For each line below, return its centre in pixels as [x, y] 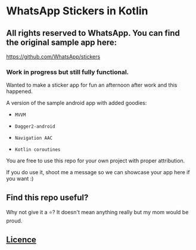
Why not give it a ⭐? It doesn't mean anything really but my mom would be [97, 212]
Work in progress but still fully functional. [68, 72]
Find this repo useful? [47, 197]
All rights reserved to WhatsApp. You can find [93, 33]
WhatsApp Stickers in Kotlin [77, 11]
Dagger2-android [35, 126]
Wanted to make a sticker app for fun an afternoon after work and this [92, 85]
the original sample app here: [62, 42]
